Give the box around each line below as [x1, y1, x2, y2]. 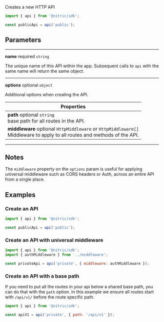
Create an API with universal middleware [5, 237, 103, 243]
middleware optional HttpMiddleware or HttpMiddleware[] [7, 125, 139, 132]
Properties [61, 103, 86, 110]
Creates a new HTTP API [5, 4, 55, 10]
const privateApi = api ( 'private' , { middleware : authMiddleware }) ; [5, 261, 150, 266]
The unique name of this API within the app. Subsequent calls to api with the [5, 63, 159, 69]
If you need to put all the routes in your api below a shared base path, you [5, 284, 153, 290]
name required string [5, 53, 50, 59]
